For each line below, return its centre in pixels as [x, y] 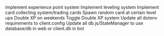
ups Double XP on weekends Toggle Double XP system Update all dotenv [81, 18]
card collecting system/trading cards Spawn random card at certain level [81, 12]
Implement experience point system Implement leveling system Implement [82, 7]
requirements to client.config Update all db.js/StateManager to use [74, 23]
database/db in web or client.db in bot [45, 28]
